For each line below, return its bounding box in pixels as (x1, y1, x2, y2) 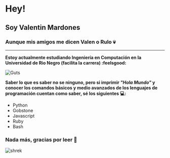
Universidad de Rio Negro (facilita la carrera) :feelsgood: (5, 60, 126, 66)
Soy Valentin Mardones (5, 23, 80, 32)
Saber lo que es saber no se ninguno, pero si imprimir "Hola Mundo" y (5, 79, 155, 85)
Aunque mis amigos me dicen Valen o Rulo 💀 (5, 38, 116, 45)
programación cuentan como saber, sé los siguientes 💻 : (5, 90, 126, 96)
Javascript (12, 113, 35, 119)
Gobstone (12, 107, 33, 114)
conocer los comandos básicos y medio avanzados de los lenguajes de (5, 84, 158, 91)
